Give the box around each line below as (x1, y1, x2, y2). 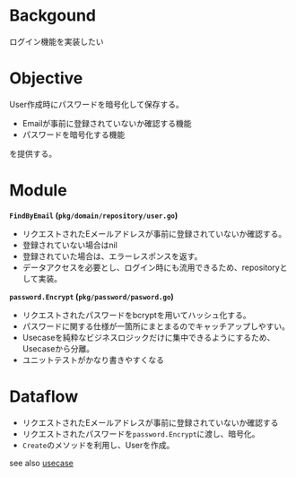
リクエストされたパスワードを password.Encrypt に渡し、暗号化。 (22, 428, 260, 439)
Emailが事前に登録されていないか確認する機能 (22, 117, 192, 128)
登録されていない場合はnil (22, 239, 118, 250)
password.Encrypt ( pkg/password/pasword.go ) (9, 291, 175, 301)
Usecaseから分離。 (22, 343, 95, 354)
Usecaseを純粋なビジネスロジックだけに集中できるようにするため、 (22, 332, 275, 343)
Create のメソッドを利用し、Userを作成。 (22, 439, 175, 450)
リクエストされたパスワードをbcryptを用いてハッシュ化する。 (22, 309, 251, 320)
